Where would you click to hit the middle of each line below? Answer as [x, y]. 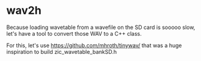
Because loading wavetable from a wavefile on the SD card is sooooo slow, [101, 27]
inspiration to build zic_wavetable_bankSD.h [62, 51]
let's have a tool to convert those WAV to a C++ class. [74, 33]
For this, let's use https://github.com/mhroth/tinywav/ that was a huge [94, 45]
